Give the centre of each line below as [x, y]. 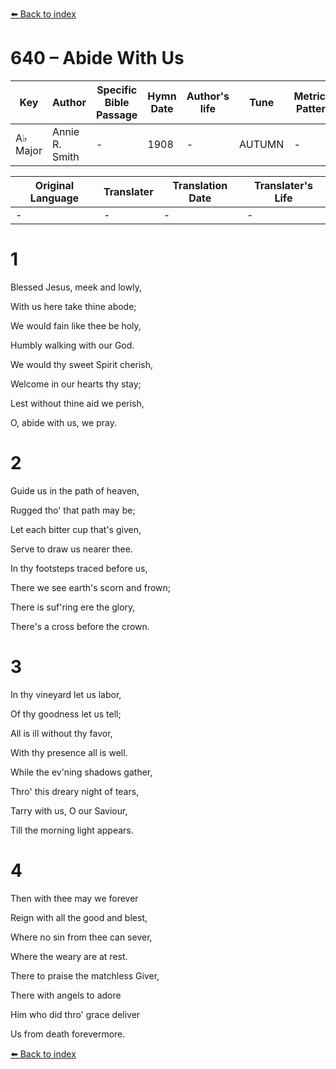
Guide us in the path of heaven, [75, 490]
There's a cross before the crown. [80, 626]
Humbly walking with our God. [72, 345]
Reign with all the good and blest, [79, 917]
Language [54, 198]
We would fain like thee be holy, [76, 325]
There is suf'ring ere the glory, [73, 607]
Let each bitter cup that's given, [76, 529]
